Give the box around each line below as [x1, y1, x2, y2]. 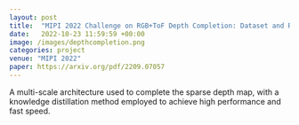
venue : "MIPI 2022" [9, 54, 82, 63]
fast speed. [9, 105, 51, 116]
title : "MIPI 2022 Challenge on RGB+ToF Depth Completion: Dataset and [9, 21, 285, 30]
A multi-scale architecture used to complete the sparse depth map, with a [9, 86, 279, 98]
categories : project [9, 46, 86, 55]
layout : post [9, 12, 58, 22]
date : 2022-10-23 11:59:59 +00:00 [9, 29, 145, 38]
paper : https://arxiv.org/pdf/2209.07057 [9, 63, 166, 72]
